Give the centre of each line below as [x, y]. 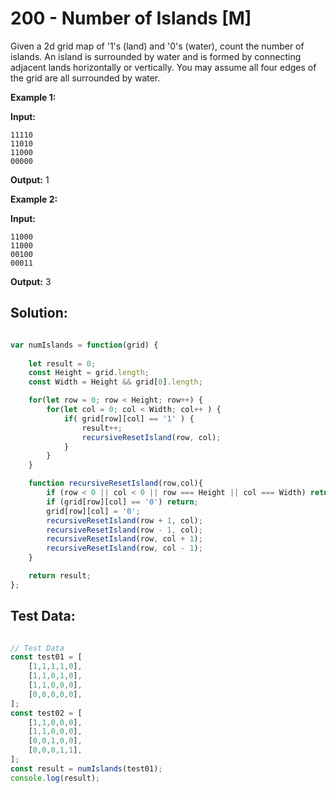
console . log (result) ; [55, 778]
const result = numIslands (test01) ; [86, 768]
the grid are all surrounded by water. [85, 78]
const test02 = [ [46, 713]
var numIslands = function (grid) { [84, 345]
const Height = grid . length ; [89, 373]
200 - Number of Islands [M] [131, 18]
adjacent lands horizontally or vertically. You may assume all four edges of [163, 67]
